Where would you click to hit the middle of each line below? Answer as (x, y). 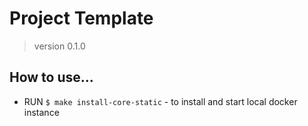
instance (41, 112)
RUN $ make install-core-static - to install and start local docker (160, 101)
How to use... (51, 77)
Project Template (81, 18)
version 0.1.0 (59, 46)
